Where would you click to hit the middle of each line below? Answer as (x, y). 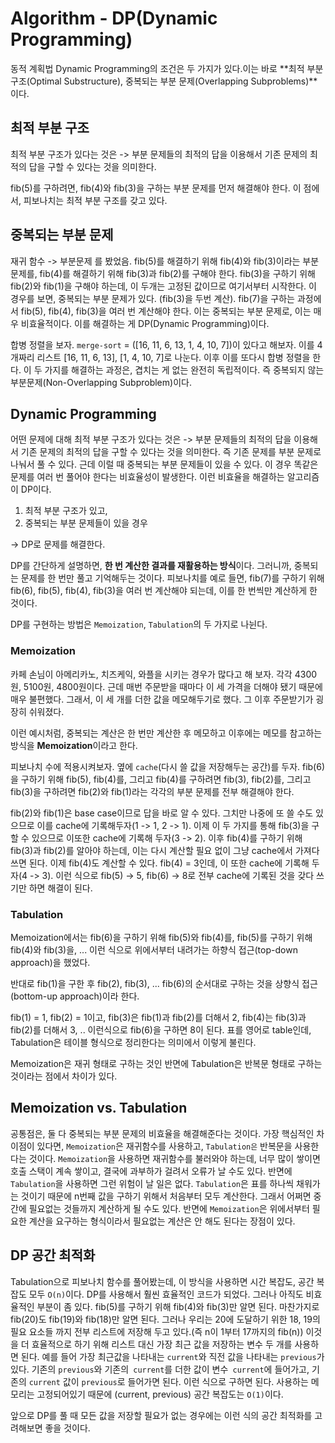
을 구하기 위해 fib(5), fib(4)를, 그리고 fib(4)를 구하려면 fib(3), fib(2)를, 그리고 (161, 779)
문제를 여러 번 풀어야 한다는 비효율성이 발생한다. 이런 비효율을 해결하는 (147, 477)
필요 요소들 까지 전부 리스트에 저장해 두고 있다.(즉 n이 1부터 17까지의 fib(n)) (157, 1331)
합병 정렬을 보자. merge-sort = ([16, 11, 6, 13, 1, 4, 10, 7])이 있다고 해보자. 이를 (162, 344)
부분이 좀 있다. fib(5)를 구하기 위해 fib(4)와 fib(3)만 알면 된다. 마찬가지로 (178, 1306)
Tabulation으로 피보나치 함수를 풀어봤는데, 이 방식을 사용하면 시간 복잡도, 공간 (162, 1281)
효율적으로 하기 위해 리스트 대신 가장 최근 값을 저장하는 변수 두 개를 (162, 1344)
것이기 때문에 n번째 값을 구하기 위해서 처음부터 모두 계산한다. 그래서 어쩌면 (166, 1196)
